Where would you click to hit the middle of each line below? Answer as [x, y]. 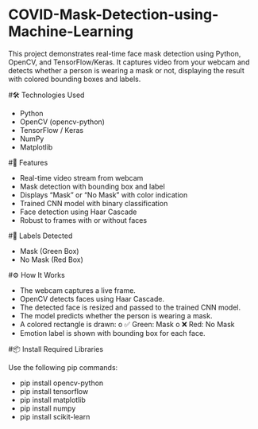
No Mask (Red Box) [51, 259]
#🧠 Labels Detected [40, 236]
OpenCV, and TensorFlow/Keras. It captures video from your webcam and [129, 62]
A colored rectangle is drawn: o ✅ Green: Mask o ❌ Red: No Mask [127, 324]
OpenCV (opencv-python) [62, 122]
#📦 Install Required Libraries [56, 349]
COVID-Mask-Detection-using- [114, 15]
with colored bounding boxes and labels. [75, 79]
